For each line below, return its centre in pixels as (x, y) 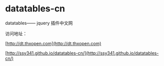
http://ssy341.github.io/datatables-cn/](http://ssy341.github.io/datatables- (83, 53)
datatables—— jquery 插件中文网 (39, 23)
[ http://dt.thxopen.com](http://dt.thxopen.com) (53, 43)
